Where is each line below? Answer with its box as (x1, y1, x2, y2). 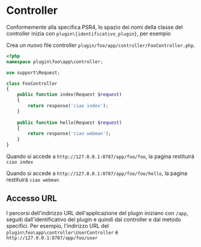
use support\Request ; (6, 70, 61, 76)
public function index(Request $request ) (17, 91, 122, 98)
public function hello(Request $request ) (17, 120, 122, 126)
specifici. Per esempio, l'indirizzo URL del (6, 222, 109, 229)
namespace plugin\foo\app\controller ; (6, 58, 103, 65)
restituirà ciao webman (6, 176, 59, 183)
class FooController (6, 81, 58, 87)
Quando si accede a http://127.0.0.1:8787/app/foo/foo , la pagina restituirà (6, 153, 195, 160)
